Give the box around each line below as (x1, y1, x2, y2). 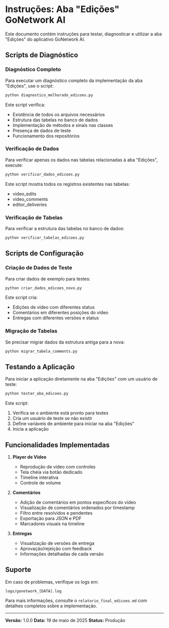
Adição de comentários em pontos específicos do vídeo (20, 500, 136, 506)
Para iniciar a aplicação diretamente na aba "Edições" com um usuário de (5, 376, 158, 382)
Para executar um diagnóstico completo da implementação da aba (5, 77, 143, 84)
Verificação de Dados (5, 145, 59, 152)
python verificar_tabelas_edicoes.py (5, 235, 84, 240)
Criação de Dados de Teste (5, 264, 72, 271)
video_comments (12, 196, 48, 202)
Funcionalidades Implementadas (5, 441, 110, 449)
